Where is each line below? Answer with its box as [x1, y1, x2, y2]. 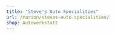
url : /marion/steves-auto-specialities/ [6, 14, 110, 20]
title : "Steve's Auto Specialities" [6, 8, 99, 15]
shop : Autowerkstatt [6, 20, 59, 26]
